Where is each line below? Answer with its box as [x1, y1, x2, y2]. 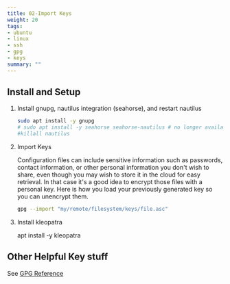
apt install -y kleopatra [16, 231, 81, 240]
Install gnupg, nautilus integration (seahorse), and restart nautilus [16, 104, 202, 113]
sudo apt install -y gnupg [16, 118, 95, 125]
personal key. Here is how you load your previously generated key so [16, 185, 213, 194]
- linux [7, 36, 30, 42]
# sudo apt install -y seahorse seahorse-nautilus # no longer [16, 124, 203, 131]
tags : [7, 23, 23, 29]
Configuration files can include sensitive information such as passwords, [16, 156, 223, 164]
